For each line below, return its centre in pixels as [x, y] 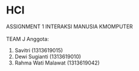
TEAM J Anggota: [27, 39]
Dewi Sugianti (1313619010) [48, 56]
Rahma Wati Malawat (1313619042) [57, 63]
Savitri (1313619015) [39, 50]
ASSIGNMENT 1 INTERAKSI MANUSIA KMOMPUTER [69, 26]
